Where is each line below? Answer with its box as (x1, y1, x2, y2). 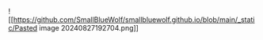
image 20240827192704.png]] (39, 24, 139, 32)
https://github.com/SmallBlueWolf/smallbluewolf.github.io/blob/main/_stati (13, 15, 255, 24)
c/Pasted (8, 24, 38, 32)
